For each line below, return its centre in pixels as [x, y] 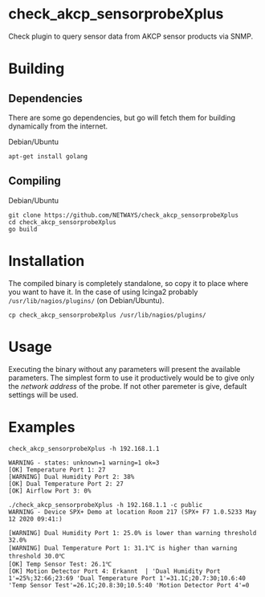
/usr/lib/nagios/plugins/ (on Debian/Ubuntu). [86, 300]
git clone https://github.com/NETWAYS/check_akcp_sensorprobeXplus [124, 215]
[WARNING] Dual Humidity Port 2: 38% [71, 476]
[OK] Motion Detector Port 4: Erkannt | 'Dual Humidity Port [114, 571]
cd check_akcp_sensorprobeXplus [62, 222]
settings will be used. [43, 395]
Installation [47, 261]
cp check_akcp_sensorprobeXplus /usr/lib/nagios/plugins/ [107, 315]
